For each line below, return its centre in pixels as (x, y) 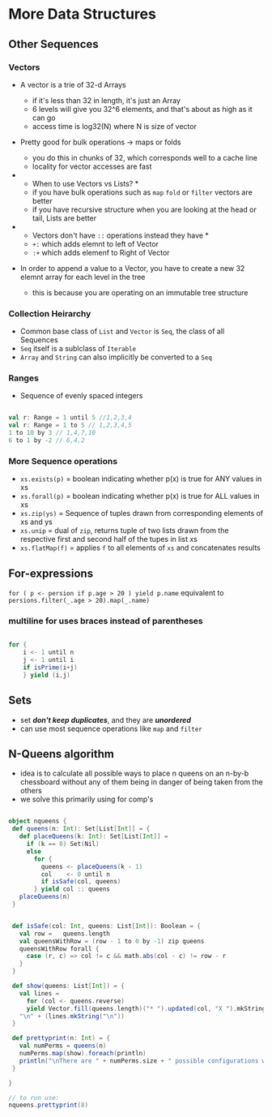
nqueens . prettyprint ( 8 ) (49, 1105)
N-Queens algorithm (62, 754)
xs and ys (36, 522)
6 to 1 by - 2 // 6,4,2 (47, 440)
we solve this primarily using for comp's (87, 799)
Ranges (23, 378)
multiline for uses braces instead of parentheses (106, 621)
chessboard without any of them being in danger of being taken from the (141, 782)
